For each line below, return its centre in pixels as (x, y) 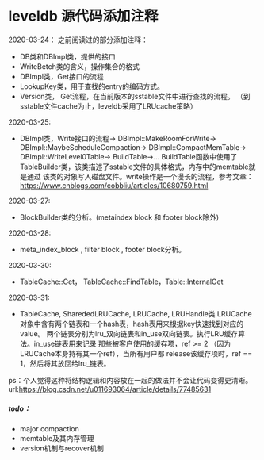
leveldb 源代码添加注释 (83, 16)
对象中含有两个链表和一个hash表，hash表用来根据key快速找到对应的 (132, 324)
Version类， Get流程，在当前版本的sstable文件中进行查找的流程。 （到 (135, 96)
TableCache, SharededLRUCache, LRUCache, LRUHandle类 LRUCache (136, 313)
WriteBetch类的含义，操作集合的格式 (80, 66)
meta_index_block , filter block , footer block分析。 (103, 249)
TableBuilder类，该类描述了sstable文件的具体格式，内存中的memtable (134, 167)
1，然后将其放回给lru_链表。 (65, 363)
